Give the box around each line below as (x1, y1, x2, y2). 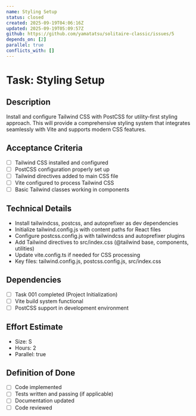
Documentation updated (14, 397, 74, 404)
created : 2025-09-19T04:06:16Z (6, 20, 84, 26)
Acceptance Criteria (6, 143, 83, 153)
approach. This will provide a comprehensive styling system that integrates (6, 119, 191, 126)
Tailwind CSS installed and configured (14, 159, 108, 166)
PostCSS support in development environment (14, 304, 129, 311)
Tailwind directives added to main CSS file (14, 172, 119, 179)
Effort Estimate (6, 322, 63, 332)
